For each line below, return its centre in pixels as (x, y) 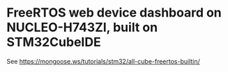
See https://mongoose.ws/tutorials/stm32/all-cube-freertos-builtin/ (103, 61)
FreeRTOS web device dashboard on (114, 13)
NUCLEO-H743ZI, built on (82, 27)
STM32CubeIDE (54, 42)
